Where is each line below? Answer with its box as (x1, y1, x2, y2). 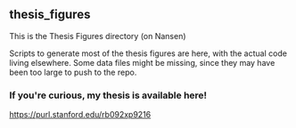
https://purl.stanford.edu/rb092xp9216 (9, 109, 152, 120)
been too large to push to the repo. (9, 67, 137, 77)
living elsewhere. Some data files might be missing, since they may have (9, 57, 275, 68)
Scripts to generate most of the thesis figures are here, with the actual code (9, 48, 288, 59)
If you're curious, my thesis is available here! (9, 89, 208, 101)
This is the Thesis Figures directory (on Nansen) (9, 30, 186, 41)
